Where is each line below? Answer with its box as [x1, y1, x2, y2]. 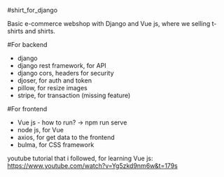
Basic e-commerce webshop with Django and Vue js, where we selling [7, 20, 211, 27]
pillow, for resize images [17, 84, 87, 92]
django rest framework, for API [17, 62, 106, 69]
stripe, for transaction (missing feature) [17, 91, 131, 99]
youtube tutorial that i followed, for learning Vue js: [7, 154, 153, 162]
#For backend [7, 41, 48, 48]
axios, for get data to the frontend [17, 133, 115, 141]
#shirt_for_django [7, 6, 58, 14]
